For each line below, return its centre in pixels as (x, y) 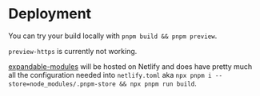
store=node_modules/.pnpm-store (62, 84)
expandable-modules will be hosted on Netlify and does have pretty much (130, 66)
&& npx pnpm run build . (158, 83)
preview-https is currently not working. (73, 51)
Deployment (50, 14)
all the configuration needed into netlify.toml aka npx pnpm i (110, 75)
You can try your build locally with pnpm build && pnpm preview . (113, 36)
